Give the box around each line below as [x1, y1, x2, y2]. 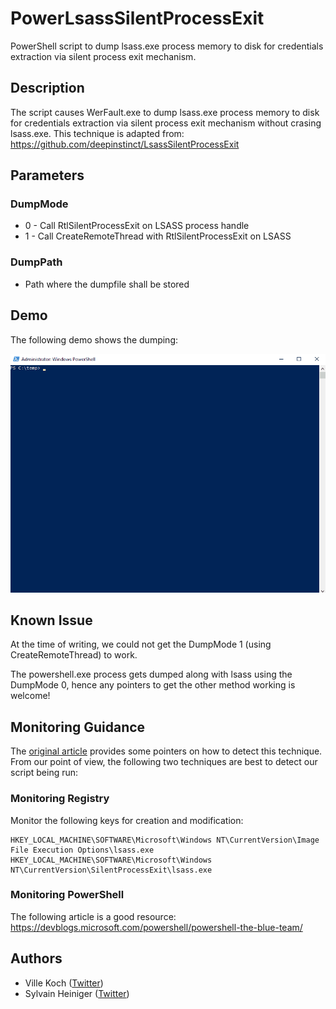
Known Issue [10, 612, 93, 629]
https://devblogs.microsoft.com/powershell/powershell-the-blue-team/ [10, 921, 303, 933]
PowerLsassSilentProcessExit [10, 7, 265, 30]
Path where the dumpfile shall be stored [24, 278, 190, 290]
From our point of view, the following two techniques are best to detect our [10, 756, 318, 768]
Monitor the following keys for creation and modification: [10, 814, 244, 826]
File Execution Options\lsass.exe [10, 845, 155, 855]
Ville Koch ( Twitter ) [24, 977, 104, 989]
